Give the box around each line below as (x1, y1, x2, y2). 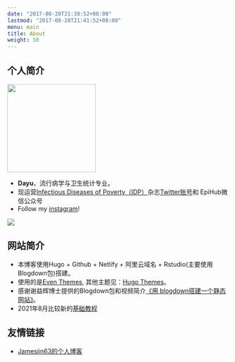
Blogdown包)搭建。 (17, 269, 74, 277)
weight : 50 (7, 37, 40, 44)
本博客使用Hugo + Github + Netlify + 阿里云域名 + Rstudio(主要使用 (17, 260, 213, 268)
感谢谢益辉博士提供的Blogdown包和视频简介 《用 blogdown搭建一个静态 (17, 286, 227, 295)
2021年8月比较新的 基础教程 (17, 304, 98, 313)
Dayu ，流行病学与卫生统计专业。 (17, 179, 114, 187)
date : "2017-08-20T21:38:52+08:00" (7, 10, 112, 18)
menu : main (7, 23, 40, 30)
